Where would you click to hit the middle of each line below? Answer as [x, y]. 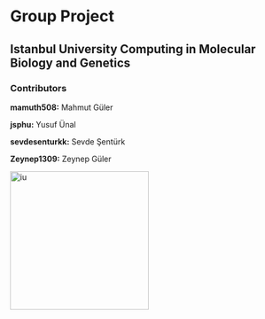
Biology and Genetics [70, 62]
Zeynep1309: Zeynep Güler [61, 159]
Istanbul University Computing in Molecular [133, 49]
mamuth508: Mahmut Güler [62, 107]
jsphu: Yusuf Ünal [43, 124]
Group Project [62, 16]
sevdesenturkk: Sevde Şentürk [68, 141]
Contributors [39, 88]
